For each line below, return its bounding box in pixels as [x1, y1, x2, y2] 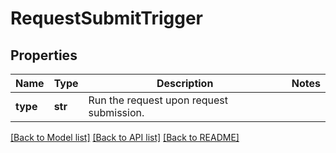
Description [156, 77, 214, 90]
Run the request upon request [88, 93, 228, 107]
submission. [88, 106, 145, 119]
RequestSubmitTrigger [10, 7, 203, 30]
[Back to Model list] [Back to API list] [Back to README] [10, 132, 240, 143]
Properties [10, 47, 78, 64]
